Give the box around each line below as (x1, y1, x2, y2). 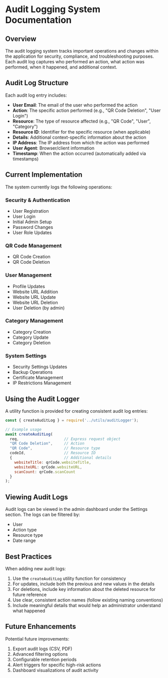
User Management (5, 272, 52, 279)
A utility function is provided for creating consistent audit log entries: (5, 408, 148, 414)
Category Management (5, 317, 64, 325)
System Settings (5, 352, 47, 359)
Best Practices (5, 552, 52, 561)
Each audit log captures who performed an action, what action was (5, 59, 145, 64)
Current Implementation (5, 171, 83, 179)
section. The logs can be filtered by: (5, 511, 80, 517)
